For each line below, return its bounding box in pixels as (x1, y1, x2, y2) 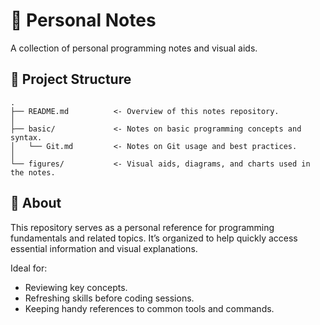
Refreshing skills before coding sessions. (24, 292, 195, 304)
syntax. (10, 132, 43, 143)
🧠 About (10, 195, 62, 212)
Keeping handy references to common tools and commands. (24, 302, 275, 314)
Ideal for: (10, 262, 48, 274)
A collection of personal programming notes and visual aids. (10, 42, 258, 54)
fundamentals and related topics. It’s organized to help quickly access (10, 232, 298, 244)
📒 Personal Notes (10, 9, 157, 32)
